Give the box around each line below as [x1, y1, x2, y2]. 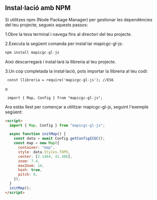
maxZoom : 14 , [17, 163, 45, 168]
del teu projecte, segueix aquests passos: [5, 22, 88, 28]
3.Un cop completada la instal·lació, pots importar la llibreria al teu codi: [5, 68, 148, 74]
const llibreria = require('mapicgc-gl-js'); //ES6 [7, 77, 114, 82]
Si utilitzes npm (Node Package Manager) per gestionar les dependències [5, 16, 153, 22]
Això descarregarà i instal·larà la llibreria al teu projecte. [5, 59, 116, 64]
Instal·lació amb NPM [5, 4, 71, 12]
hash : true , [17, 168, 42, 172]
